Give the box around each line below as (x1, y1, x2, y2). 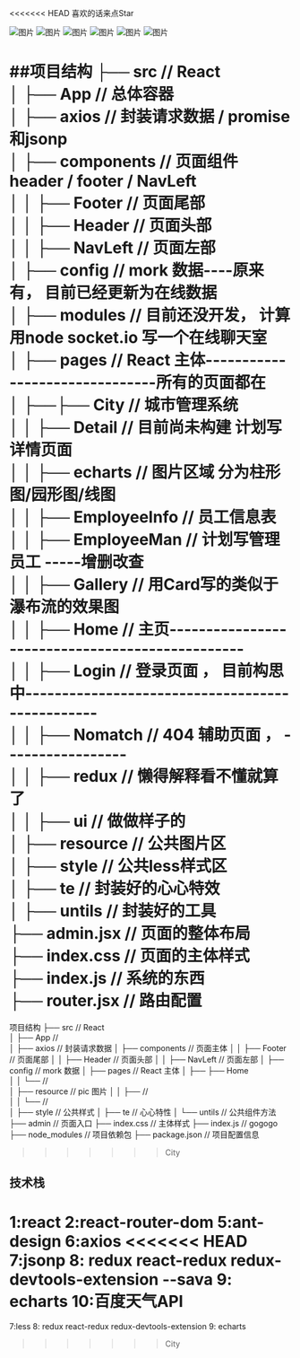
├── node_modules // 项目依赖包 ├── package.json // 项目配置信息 (9, 1129, 260, 1140)
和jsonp (9, 129, 68, 150)
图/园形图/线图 (9, 485, 116, 505)
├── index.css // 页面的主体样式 (9, 946, 251, 967)
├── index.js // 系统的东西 (9, 968, 205, 989)
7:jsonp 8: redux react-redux (9, 1250, 227, 1270)
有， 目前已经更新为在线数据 (9, 283, 218, 303)
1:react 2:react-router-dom (9, 1212, 214, 1232)
